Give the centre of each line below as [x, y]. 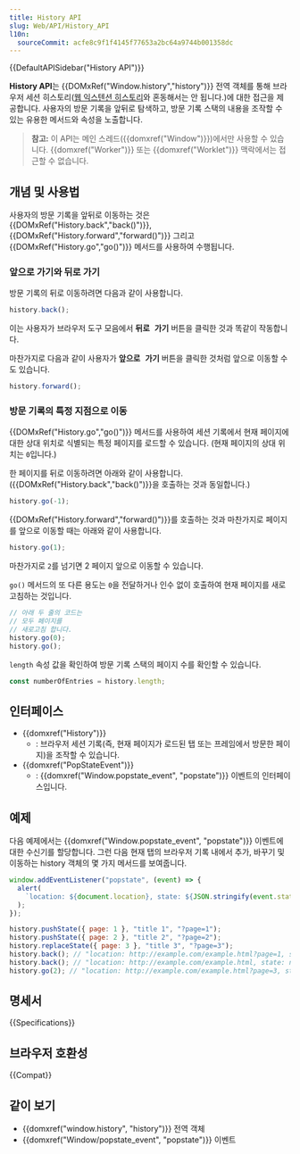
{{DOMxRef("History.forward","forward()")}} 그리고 [102, 236]
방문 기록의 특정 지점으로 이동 [68, 411]
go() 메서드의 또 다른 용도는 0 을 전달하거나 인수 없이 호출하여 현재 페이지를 [139, 585]
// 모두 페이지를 [36, 621]
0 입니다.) [41, 454]
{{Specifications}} [42, 1023]
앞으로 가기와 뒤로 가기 [55, 271]
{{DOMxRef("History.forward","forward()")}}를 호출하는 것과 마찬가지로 [137, 519]
